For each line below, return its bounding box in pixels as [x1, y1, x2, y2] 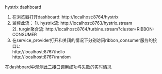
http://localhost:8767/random [12, 54, 71, 59]
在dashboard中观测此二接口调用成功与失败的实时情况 [5, 64, 112, 70]
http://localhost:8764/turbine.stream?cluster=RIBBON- [45, 26, 155, 32]
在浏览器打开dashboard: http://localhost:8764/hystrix [12, 14, 119, 20]
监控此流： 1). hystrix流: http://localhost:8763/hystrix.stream [12, 20, 132, 26]
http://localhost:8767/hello [12, 49, 65, 55]
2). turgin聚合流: [12, 26, 45, 32]
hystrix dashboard [5, 4, 41, 10]
